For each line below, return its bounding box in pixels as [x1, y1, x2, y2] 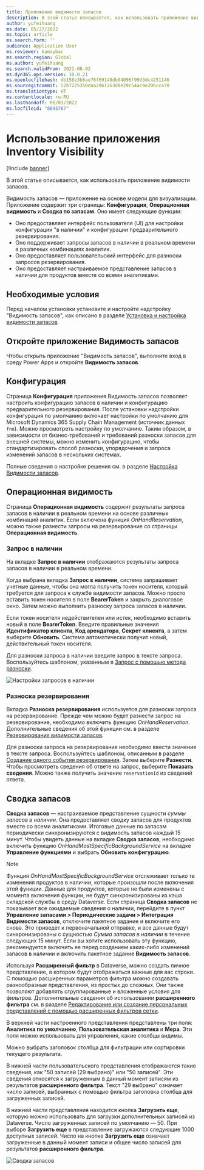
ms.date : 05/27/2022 [6, 26, 59, 32]
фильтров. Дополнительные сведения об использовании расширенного [6, 994, 195, 1002]
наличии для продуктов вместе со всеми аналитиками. [15, 271, 160, 279]
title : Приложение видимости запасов [6, 9, 102, 15]
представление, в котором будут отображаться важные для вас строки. [6, 968, 195, 976]
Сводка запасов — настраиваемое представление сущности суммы [6, 809, 186, 817]
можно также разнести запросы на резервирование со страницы [6, 522, 177, 529]
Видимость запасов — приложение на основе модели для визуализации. [6, 195, 197, 202]
